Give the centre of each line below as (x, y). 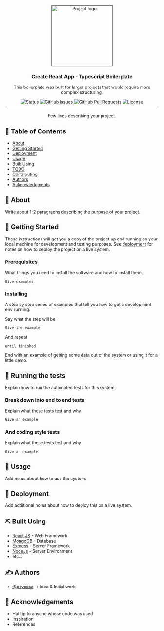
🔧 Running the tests (35, 376)
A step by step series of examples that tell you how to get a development (78, 305)
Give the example (23, 328)
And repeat (16, 337)
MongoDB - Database (34, 541)
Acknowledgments (31, 185)
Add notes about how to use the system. (46, 478)
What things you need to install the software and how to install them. (74, 273)
